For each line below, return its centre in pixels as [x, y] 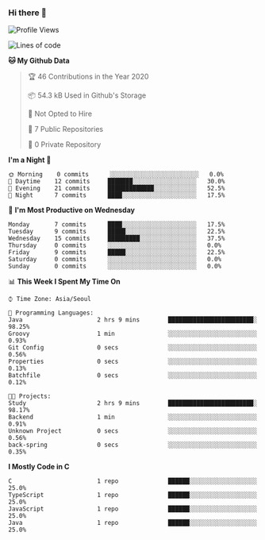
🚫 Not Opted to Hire [60, 114]
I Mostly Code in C [39, 467]
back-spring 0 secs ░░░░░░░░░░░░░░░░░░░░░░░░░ [133, 445]
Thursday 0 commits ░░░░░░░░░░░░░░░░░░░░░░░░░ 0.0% [115, 245]
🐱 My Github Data [39, 61]
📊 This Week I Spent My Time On [64, 282]
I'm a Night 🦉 [30, 160]
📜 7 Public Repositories [65, 129]
